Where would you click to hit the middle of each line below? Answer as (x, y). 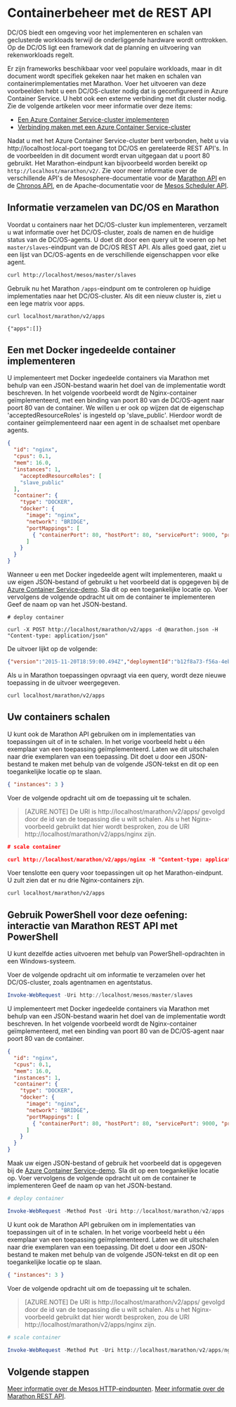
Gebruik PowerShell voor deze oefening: (98, 915)
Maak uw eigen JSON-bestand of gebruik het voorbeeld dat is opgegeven (114, 1163)
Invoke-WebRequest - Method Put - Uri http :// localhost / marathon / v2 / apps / (116, 1350)
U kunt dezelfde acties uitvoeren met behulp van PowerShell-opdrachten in (116, 954)
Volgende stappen (48, 1371)
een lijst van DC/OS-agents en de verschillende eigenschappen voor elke (113, 254)
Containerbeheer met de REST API (110, 13)
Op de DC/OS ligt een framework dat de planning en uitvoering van (104, 47)
